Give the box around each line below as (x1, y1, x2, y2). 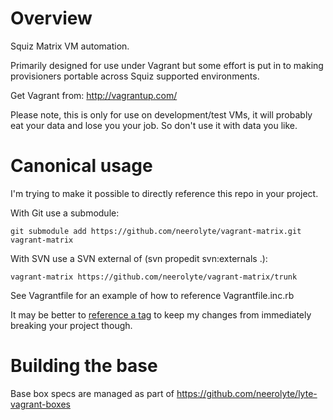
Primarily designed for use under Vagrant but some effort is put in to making (10, 59, 324, 71)
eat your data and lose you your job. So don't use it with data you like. (10, 119, 298, 131)
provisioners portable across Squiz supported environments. (10, 70, 260, 82)
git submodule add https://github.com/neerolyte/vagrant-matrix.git (10, 226, 302, 236)
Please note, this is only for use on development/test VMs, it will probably (10, 108, 313, 121)
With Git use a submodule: (10, 207, 120, 219)
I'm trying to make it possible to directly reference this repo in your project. (10, 187, 319, 199)
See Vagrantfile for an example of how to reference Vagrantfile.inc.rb (10, 289, 295, 301)
